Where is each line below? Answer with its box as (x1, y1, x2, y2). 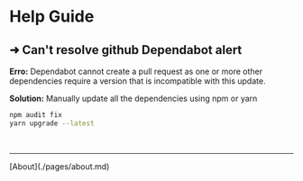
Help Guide (9, 6, 95, 27)
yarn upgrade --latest (9, 119, 95, 128)
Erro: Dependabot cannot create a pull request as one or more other (9, 66, 263, 77)
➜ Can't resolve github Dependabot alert (9, 42, 243, 58)
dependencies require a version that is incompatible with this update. (9, 76, 266, 86)
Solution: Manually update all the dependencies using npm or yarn (9, 93, 258, 104)
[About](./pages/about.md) (9, 160, 110, 172)
